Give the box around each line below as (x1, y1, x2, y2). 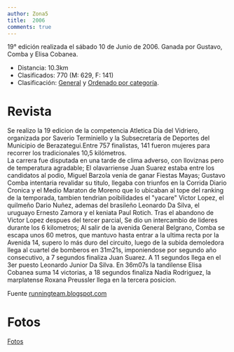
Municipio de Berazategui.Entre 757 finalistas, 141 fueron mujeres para (7, 141, 210, 150)
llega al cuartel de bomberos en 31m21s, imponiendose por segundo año (7, 246, 217, 254)
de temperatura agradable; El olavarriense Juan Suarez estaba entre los (7, 164, 215, 172)
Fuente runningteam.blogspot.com (7, 289, 107, 298)
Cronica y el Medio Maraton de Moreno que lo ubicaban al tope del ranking (7, 186, 224, 195)
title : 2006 (7, 17, 46, 24)
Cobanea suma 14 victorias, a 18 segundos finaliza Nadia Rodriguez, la (7, 268, 212, 277)
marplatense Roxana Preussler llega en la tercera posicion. (7, 275, 177, 285)
